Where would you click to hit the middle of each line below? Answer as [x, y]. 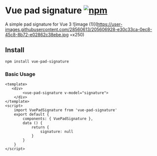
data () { [33, 123]
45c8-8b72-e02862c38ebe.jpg [37, 34]
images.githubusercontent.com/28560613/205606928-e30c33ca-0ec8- [78, 29]
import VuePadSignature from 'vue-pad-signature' [66, 110]
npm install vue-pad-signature [37, 62]
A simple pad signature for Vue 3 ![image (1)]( [51, 24]
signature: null [57, 131]
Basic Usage [20, 74]
